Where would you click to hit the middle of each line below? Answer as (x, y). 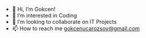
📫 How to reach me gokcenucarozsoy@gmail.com (76, 28)
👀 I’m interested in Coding (44, 15)
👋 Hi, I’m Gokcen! (34, 9)
